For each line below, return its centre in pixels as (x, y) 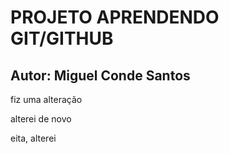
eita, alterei (33, 138)
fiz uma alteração (46, 99)
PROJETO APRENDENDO (115, 17)
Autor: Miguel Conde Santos (100, 75)
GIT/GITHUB (62, 38)
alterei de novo (41, 119)
